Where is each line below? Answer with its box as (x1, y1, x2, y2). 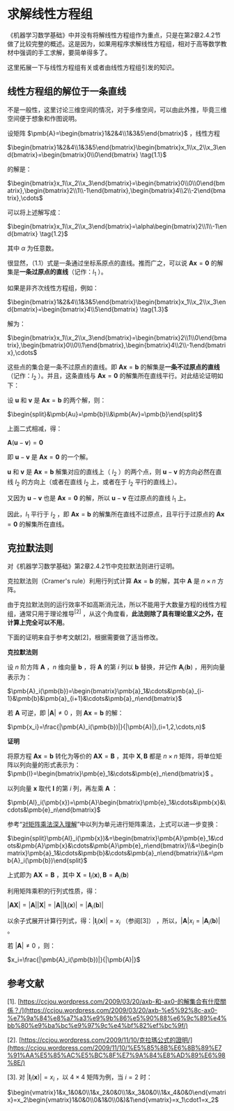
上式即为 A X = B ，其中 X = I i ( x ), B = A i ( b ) (7, 871, 130, 880)
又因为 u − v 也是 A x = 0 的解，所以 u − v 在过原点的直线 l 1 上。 (7, 493, 190, 504)
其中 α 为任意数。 (7, 244, 58, 252)
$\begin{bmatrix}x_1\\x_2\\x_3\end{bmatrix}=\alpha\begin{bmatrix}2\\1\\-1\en (7, 222, 227, 231)
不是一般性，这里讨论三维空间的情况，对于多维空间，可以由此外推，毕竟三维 (7, 106, 227, 114)
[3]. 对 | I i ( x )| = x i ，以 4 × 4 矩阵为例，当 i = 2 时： (7, 1073, 153, 1083)
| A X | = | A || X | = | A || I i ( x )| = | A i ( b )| (7, 901, 104, 910)
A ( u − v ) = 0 (7, 438, 44, 447)
